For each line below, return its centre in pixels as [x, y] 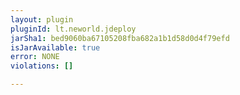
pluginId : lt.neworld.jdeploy [73, 29]
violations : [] [42, 66]
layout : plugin [42, 19]
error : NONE [35, 57]
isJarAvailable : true [55, 47]
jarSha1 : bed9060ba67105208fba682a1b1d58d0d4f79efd [120, 38]
